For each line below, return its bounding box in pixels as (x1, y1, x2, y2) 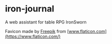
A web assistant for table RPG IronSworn (5, 19, 87, 25)
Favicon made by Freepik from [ (5, 28, 69, 34)
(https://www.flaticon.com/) (5, 33, 61, 39)
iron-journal (5, 3, 55, 14)
